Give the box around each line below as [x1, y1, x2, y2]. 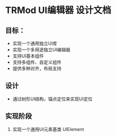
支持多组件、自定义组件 [12, 59, 62, 65]
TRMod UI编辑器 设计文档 [5, 5, 111, 16]
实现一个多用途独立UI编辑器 [12, 47, 71, 53]
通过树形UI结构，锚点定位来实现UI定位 [12, 96, 93, 102]
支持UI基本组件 [12, 53, 44, 59]
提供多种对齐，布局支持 [12, 66, 62, 71]
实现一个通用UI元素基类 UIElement [12, 126, 84, 132]
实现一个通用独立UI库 [12, 41, 57, 46]
